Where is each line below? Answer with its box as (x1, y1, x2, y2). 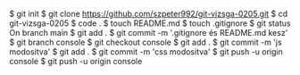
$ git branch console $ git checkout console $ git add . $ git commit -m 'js (9, 37, 283, 47)
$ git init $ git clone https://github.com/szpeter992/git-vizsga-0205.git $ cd (9, 9, 288, 19)
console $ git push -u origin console (9, 56, 143, 66)
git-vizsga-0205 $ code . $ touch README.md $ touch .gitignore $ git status (9, 18, 291, 29)
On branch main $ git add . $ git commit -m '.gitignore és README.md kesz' (9, 28, 288, 37)
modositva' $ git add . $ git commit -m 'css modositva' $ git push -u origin (9, 46, 283, 57)
